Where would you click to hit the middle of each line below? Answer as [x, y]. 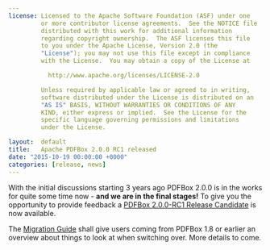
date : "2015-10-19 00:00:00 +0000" [68, 157]
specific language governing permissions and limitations [140, 120]
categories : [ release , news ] [57, 165]
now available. [32, 213]
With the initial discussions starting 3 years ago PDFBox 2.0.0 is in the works [135, 187]
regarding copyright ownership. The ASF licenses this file [145, 38]
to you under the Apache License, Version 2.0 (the [129, 46]
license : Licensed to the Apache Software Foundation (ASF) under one [129, 16]
